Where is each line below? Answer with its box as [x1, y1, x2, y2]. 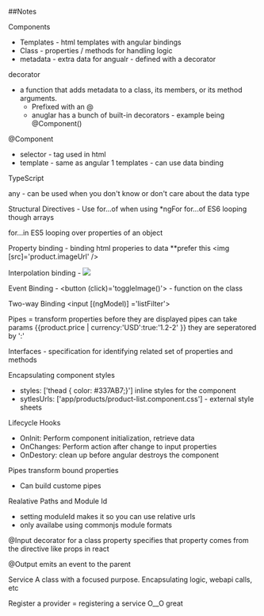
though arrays [8, 213, 54, 221]
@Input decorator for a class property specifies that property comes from [8, 536, 249, 545]
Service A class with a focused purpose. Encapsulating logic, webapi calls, [8, 575, 253, 584]
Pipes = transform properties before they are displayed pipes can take [8, 314, 238, 324]
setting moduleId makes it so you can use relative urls [19, 512, 196, 521]
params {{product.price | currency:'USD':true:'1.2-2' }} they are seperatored [8, 323, 257, 332]
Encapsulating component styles [8, 371, 115, 379]
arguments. [19, 94, 58, 102]
